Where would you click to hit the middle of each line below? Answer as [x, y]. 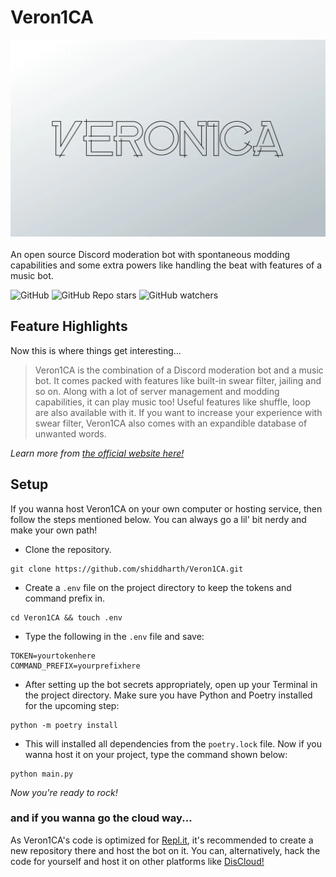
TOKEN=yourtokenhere [53, 656]
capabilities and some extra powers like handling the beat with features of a [166, 265]
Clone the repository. [68, 549]
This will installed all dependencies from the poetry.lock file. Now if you [173, 743]
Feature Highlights [69, 326]
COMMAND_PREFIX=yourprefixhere [75, 666]
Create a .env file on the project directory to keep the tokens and [158, 587]
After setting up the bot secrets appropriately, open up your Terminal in [171, 684]
